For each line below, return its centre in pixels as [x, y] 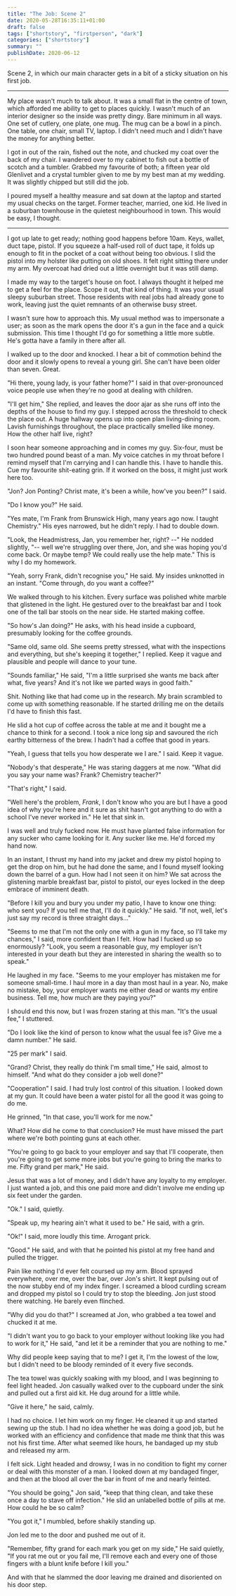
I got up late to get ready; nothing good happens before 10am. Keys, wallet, [116, 238]
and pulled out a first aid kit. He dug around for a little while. [94, 1393]
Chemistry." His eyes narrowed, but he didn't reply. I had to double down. [113, 526]
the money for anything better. [51, 138]
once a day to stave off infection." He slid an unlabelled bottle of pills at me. [117, 1500]
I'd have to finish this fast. [45, 711]
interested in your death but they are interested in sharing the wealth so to [114, 954]
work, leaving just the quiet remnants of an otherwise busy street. [102, 304]
